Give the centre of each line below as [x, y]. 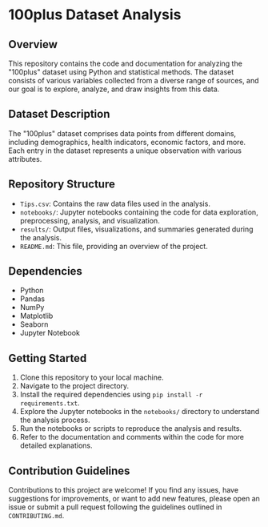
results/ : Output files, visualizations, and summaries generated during [136, 229]
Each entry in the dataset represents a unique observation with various [125, 151]
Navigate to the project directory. [74, 386]
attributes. [25, 159]
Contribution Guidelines [69, 471]
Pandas [32, 299]
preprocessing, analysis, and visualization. [90, 220]
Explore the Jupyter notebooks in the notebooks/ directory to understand [140, 412]
